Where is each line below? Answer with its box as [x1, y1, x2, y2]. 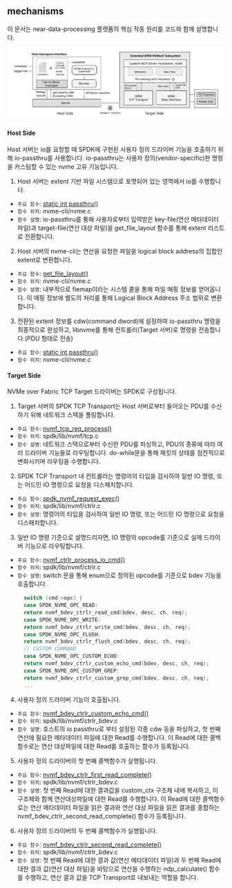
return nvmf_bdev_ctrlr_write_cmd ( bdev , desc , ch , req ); [23, 624, 191, 630]
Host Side [7, 129, 36, 137]
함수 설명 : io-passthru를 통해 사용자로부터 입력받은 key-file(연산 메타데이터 [17, 215, 220, 224]
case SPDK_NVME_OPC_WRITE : [23, 616, 101, 624]
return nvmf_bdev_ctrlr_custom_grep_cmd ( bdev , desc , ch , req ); [23, 675, 209, 682]
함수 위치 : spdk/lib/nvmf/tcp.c [17, 432, 99, 441]
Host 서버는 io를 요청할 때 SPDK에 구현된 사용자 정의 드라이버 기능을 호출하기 [7, 145, 216, 154]
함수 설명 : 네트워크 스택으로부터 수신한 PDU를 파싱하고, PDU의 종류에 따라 [17, 440, 216, 448]
